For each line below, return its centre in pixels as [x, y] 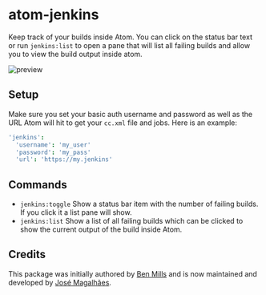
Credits [27, 255]
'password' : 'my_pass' [53, 152]
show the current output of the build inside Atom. [101, 229]
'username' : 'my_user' [53, 145]
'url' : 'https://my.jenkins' [64, 160]
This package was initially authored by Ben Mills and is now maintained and [133, 273]
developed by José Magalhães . [60, 282]
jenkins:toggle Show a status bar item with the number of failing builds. [139, 204]
